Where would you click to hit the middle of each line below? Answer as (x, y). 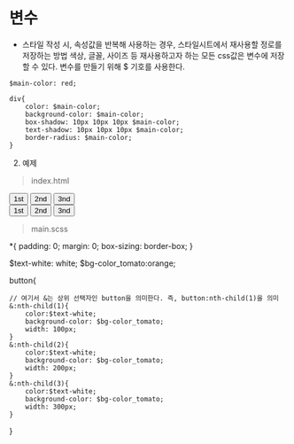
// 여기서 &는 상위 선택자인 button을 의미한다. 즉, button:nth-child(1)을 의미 (144, 298)
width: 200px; (51, 368)
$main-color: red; (43, 83)
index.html (50, 180)
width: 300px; (51, 407)
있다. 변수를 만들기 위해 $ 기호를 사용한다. (113, 66)
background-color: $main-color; (85, 114)
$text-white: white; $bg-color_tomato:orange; (93, 263)
